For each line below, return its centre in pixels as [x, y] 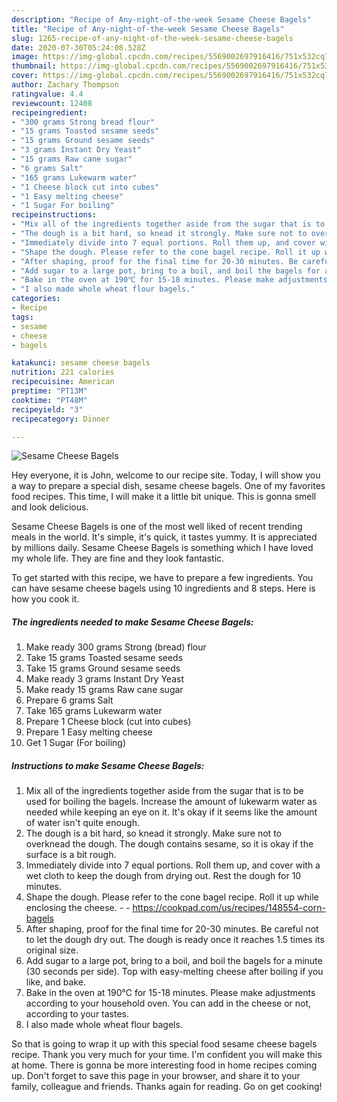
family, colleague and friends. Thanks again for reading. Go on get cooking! [167, 1087]
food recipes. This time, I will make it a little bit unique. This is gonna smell [164, 497]
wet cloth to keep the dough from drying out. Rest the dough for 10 [163, 876]
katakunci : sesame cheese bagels [81, 363]
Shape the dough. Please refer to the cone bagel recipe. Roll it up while [172, 897]
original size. [52, 950]
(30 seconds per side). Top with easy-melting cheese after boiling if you [174, 972]
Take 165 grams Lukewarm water [94, 711]
